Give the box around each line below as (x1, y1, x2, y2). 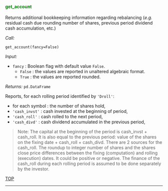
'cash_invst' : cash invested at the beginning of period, (12, 108, 128, 114)
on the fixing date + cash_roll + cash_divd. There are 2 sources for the (17, 139, 162, 145)
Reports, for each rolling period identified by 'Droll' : (5, 93, 114, 99)
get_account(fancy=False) (5, 45, 59, 50)
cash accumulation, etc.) (5, 25, 56, 32)
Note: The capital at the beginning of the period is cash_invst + (17, 129, 147, 135)
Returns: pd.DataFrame (5, 84, 51, 90)
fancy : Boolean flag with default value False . (12, 63, 105, 69)
